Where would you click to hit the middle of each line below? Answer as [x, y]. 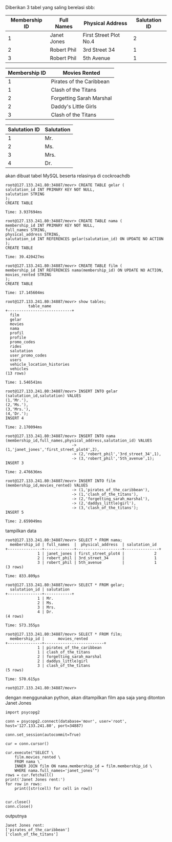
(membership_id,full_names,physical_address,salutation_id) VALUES [79, 440]
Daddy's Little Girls [74, 106]
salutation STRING [25, 194]
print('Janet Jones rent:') [35, 780]
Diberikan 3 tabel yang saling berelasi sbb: [50, 7]
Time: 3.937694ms [24, 212]
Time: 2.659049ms [24, 521]
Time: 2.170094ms [24, 427]
